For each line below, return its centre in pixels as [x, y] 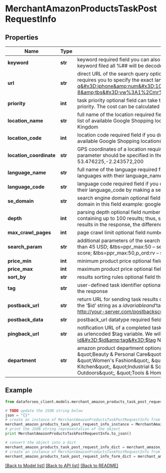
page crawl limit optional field [111, 233]
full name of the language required [117, 170]
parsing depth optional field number [119, 212]
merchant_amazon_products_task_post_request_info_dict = [65, 447]
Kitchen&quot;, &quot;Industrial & [116, 366]
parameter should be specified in [116, 155]
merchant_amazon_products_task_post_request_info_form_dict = [70, 456]
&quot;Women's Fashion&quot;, [114, 360]
